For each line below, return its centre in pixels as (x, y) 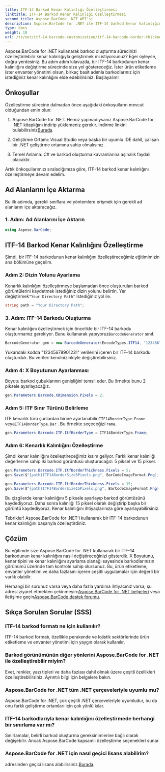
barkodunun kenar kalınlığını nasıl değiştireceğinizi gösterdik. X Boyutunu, (80, 556)
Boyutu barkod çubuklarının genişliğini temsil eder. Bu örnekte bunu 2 (75, 381)
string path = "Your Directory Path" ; (45, 305)
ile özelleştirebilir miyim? (36, 661)
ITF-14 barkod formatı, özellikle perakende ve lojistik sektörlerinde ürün (77, 637)
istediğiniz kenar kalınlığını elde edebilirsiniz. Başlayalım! (62, 77)
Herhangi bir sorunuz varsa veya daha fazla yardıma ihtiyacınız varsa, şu (79, 586)
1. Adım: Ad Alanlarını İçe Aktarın (45, 220)
